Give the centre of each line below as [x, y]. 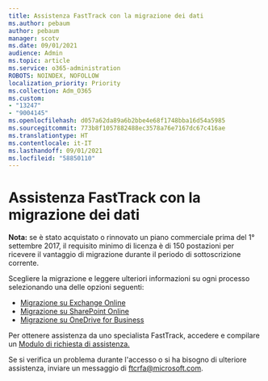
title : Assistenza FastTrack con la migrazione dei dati [106, 16]
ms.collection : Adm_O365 [50, 91]
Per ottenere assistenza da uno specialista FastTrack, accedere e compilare [134, 336]
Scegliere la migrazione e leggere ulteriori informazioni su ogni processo [129, 279]
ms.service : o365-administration [65, 68]
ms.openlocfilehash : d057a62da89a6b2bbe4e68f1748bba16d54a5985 [117, 121]
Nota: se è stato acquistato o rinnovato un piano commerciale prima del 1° [132, 238]
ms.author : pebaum [39, 23]
